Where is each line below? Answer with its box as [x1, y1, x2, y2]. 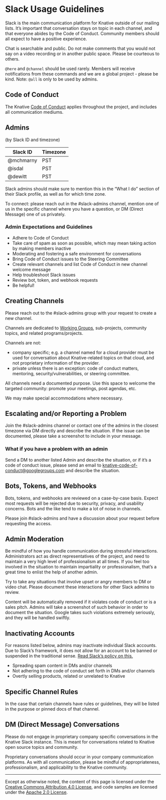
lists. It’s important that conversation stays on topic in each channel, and [5, 25, 152, 31]
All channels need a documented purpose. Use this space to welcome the [5, 380, 156, 386]
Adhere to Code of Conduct [12, 235, 69, 240]
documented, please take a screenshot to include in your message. [5, 433, 142, 439]
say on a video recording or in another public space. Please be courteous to [5, 51, 160, 57]
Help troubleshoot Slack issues [12, 272, 76, 278]
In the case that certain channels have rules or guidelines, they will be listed [5, 701, 160, 707]
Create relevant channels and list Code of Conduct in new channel [12, 261, 148, 267]
